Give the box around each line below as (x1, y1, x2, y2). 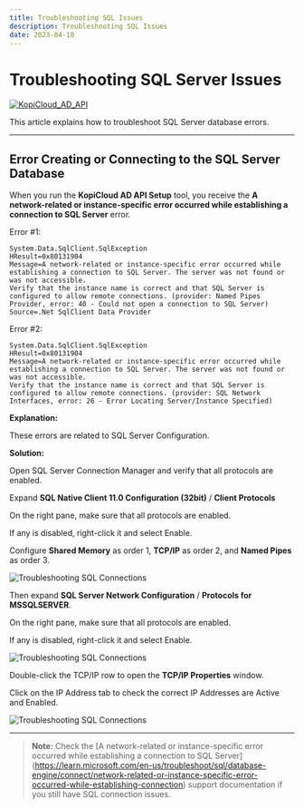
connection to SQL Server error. (9, 209, 131, 220)
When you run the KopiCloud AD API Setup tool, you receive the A (9, 190, 259, 200)
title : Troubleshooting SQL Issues (9, 13, 144, 23)
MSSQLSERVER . (9, 599, 71, 610)
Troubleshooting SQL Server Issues (9, 69, 282, 90)
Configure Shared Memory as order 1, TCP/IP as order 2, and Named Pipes (9, 545, 292, 556)
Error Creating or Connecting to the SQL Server (9, 151, 280, 167)
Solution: (9, 448, 45, 459)
